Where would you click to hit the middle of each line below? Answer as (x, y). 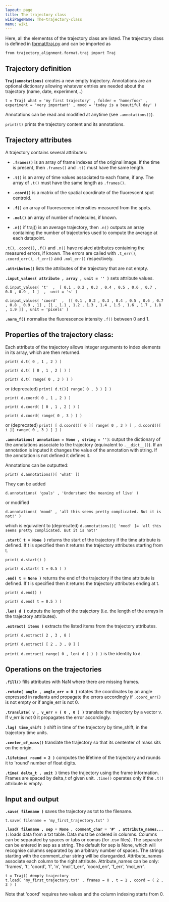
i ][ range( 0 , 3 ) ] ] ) (34, 430)
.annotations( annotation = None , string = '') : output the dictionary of (83, 439)
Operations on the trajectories (53, 670)
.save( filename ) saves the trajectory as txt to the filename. (69, 811)
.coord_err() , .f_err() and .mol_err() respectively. (60, 258)
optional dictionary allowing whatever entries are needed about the (75, 86)
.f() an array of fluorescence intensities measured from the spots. (82, 207)
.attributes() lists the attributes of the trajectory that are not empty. (77, 268)
